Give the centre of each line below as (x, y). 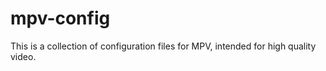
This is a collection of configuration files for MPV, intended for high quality (163, 46)
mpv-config (60, 18)
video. (23, 56)
